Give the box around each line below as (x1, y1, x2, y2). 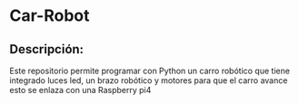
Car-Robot (9, 5, 90, 26)
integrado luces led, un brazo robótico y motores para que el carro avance (9, 75, 288, 86)
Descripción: (9, 42, 85, 57)
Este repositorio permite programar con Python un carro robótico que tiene (9, 65, 291, 76)
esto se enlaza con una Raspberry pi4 (9, 85, 152, 95)
